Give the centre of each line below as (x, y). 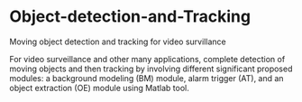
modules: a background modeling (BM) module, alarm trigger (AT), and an (146, 78)
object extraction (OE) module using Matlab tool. (99, 88)
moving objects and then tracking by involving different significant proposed (151, 69)
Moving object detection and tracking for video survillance (118, 42)
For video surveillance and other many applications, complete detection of (147, 59)
